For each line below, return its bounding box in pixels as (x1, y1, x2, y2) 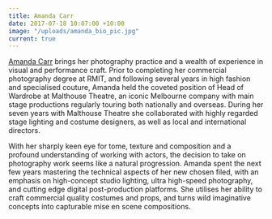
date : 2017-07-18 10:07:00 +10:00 (8, 19, 125, 28)
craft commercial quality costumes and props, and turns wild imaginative (8, 193, 251, 203)
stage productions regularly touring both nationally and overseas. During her (8, 100, 264, 109)
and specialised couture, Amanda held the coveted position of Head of (8, 83, 244, 92)
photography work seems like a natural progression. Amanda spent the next (8, 159, 261, 169)
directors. (8, 126, 40, 135)
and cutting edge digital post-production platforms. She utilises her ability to (8, 184, 263, 195)
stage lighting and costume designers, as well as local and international (8, 117, 247, 127)
